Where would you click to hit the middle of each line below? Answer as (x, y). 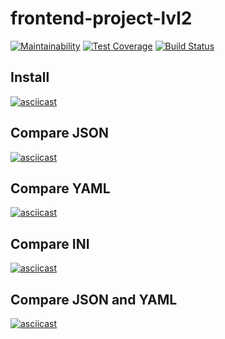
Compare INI (50, 243)
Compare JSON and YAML (94, 299)
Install (30, 77)
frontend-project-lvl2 (101, 18)
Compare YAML (60, 188)
